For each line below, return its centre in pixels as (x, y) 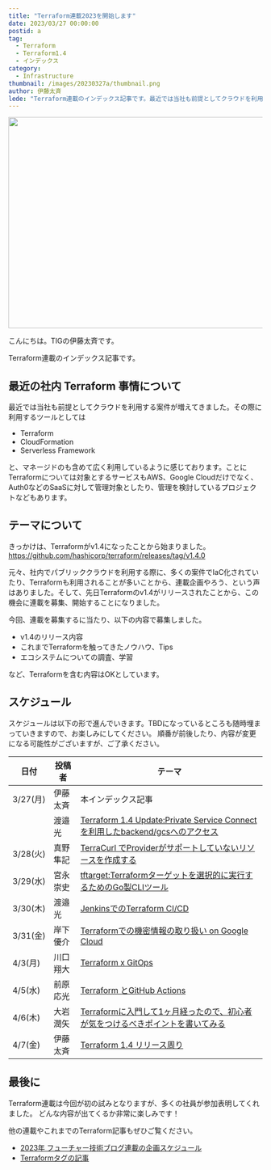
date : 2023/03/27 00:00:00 (54, 23)
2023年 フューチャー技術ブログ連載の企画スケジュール (111, 1147)
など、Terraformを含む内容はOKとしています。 (86, 674)
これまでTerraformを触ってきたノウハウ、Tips (96, 647)
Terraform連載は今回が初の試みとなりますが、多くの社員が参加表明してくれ (134, 1103)
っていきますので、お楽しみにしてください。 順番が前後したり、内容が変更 (132, 733)
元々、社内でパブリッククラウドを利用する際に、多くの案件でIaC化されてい (134, 572)
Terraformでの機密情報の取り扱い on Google (164, 931)
